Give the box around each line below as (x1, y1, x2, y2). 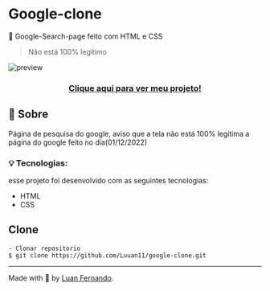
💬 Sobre (8, 108, 49, 121)
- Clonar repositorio (8, 244, 81, 252)
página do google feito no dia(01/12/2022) (8, 137, 148, 147)
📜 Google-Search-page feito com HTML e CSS (8, 31, 163, 41)
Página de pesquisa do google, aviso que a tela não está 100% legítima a (8, 129, 250, 138)
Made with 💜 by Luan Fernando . (8, 273, 114, 282)
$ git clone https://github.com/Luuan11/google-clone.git (8, 251, 207, 260)
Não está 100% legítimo (27, 47, 107, 56)
